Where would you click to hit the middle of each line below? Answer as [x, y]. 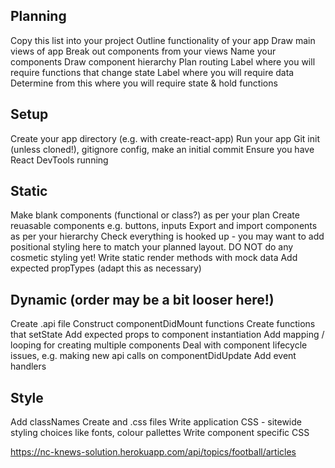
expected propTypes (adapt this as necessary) [106, 268]
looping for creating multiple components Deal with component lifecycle [159, 345]
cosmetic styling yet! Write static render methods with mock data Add [154, 258]
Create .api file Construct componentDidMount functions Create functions [163, 324]
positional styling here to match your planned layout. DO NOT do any [152, 247]
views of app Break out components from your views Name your [143, 51]
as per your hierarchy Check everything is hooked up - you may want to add [167, 236]
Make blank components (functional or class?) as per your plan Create [155, 215]
